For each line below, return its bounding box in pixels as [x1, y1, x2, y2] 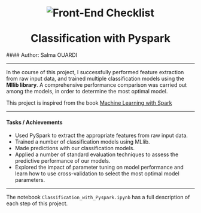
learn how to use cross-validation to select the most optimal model [14, 170, 179, 177]
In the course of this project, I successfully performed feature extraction [6, 68, 184, 75]
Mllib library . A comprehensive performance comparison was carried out [6, 81, 187, 89]
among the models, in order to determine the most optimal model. [6, 87, 168, 95]
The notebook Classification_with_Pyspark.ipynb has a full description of [6, 194, 190, 201]
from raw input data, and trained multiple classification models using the [6, 75, 184, 82]
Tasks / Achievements [6, 118, 63, 126]
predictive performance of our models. [14, 157, 111, 165]
